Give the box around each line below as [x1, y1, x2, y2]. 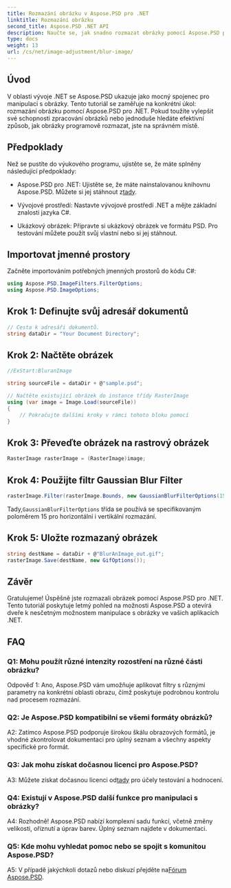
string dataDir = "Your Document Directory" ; [7, 330, 140, 337]
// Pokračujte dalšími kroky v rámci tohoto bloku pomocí [19, 411, 189, 418]
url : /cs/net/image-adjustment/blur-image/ [7, 49, 134, 56]
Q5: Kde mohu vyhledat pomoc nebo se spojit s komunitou [7, 841, 206, 851]
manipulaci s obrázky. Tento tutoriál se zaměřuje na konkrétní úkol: [7, 99, 197, 107]
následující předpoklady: [7, 166, 77, 175]
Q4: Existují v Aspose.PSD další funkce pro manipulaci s [7, 792, 198, 802]
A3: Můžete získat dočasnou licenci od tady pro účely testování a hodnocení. [7, 775, 223, 784]
